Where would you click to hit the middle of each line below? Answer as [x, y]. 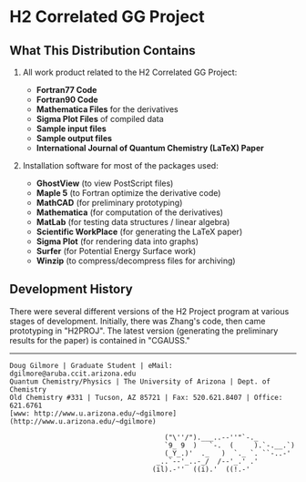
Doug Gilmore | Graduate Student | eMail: [91, 365]
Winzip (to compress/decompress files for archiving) [136, 261]
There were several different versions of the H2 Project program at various [149, 311]
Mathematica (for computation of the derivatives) [130, 212]
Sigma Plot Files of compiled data [100, 119]
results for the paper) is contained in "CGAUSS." [100, 340]
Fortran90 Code [67, 99]
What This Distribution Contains [102, 51]
